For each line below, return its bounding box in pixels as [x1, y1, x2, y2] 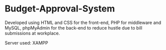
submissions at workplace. [5, 30, 60, 36]
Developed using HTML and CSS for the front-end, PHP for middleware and [5, 19, 161, 25]
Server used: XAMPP [5, 39, 48, 45]
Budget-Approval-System [5, 3, 115, 14]
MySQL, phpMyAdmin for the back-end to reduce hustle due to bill [5, 24, 143, 30]
